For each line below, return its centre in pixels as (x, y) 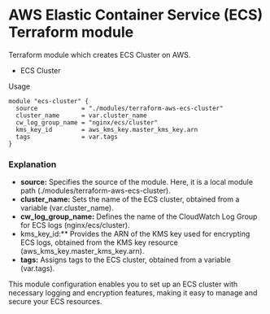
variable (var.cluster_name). (67, 208)
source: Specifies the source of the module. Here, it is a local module (137, 182)
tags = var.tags (67, 137)
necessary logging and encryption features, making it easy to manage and (133, 293)
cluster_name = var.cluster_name (82, 116)
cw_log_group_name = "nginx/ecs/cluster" (87, 122)
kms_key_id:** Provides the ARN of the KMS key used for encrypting (135, 234)
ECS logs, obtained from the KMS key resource (99, 242)
